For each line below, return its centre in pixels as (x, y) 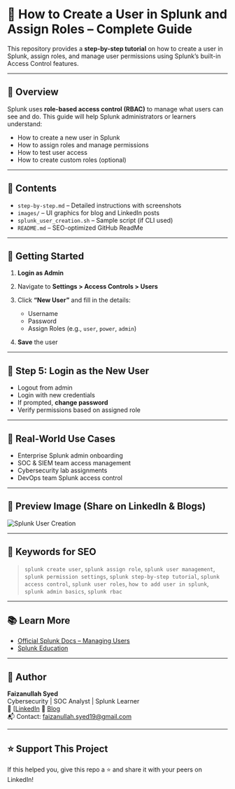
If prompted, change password (63, 403)
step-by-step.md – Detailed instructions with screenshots (99, 205)
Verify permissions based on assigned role (79, 410)
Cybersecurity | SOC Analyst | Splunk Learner (73, 701)
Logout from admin (45, 387)
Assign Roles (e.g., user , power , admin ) (82, 329)
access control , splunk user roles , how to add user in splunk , (116, 584)
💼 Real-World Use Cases (61, 438)
